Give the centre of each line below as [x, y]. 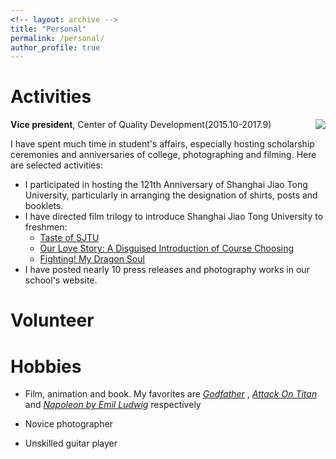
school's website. [61, 280]
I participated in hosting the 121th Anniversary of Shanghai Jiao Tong [166, 185]
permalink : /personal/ [57, 38]
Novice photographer [68, 424]
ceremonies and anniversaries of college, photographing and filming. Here [163, 155]
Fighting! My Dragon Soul [92, 259]
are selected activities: [56, 165]
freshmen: [46, 227]
